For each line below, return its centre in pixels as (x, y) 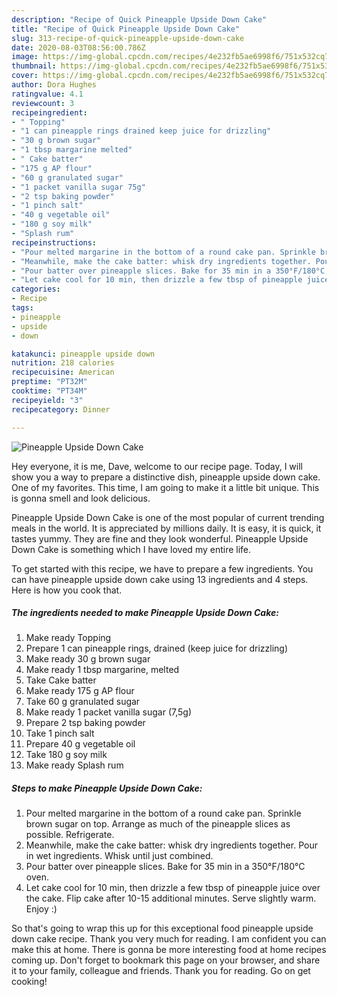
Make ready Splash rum (74, 765)
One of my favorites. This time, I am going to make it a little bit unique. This (165, 487)
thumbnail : (34, 66)
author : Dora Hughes (54, 85)
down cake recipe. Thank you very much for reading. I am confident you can (169, 939)
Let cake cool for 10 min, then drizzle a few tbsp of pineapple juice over (173, 888)
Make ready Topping (68, 638)
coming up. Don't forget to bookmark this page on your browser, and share (166, 960)
